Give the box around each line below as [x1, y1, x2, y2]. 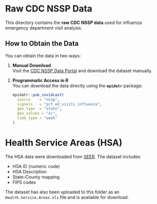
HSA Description [12, 168, 47, 174]
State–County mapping [12, 173, 60, 180]
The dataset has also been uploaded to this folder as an [5, 188, 120, 195]
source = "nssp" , [17, 97, 60, 102]
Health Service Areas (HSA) [5, 137, 123, 148]
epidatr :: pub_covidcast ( [12, 92, 64, 97]
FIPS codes [12, 179, 36, 185]
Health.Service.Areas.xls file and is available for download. [5, 194, 129, 200]
